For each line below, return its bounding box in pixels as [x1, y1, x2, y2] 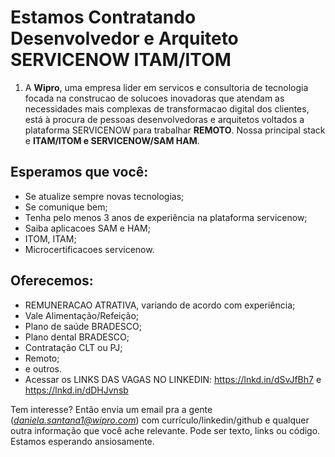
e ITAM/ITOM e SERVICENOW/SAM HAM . [24, 134, 200, 146]
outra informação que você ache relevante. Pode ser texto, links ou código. [10, 424, 321, 436]
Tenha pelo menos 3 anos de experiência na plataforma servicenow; [24, 211, 308, 223]
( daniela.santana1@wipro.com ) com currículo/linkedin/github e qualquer [10, 414, 310, 426]
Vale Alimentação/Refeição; [24, 309, 140, 321]
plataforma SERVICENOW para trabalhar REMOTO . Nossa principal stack [24, 124, 326, 136]
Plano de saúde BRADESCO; [24, 320, 142, 332]
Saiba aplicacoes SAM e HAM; [24, 222, 151, 234]
